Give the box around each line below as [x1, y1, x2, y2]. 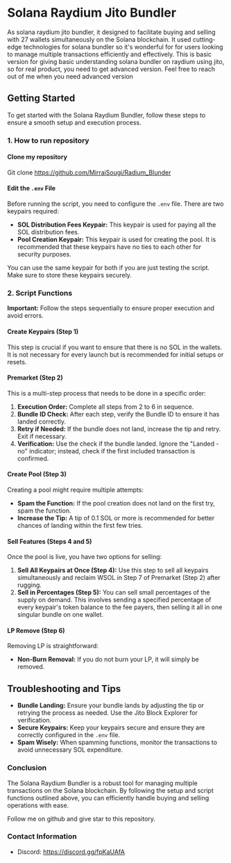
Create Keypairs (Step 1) [7, 327, 78, 335]
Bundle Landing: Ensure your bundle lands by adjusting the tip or [17, 701, 205, 710]
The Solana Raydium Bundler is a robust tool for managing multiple [7, 779, 198, 787]
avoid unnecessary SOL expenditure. [17, 745, 123, 754]
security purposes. [17, 250, 71, 259]
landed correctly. [17, 417, 66, 426]
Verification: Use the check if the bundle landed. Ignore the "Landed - [17, 439, 219, 448]
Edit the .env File [7, 184, 56, 193]
